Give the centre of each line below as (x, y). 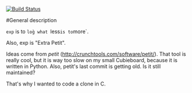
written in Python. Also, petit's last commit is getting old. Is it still (83, 66)
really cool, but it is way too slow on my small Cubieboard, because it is (92, 60)
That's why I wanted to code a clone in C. (56, 84)
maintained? (21, 72)
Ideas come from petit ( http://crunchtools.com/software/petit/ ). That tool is (96, 54)
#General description (32, 20)
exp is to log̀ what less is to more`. (47, 31)
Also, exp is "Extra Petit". (36, 43)
